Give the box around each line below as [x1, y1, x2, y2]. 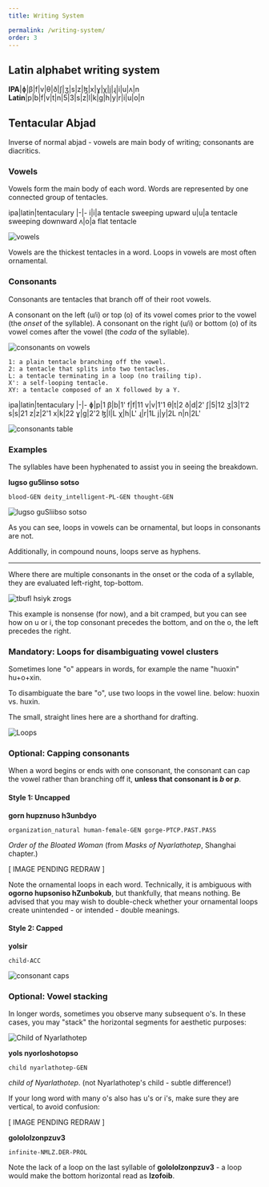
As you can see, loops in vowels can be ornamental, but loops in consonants [8, 522, 261, 532]
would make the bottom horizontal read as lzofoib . [8, 1171, 175, 1181]
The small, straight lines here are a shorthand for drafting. [8, 712, 199, 722]
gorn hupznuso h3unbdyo [8, 810, 98, 820]
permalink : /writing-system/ [8, 26, 106, 34]
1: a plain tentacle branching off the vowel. [8, 358, 167, 366]
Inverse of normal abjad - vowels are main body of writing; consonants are [8, 138, 255, 146]
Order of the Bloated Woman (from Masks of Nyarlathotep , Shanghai [8, 840, 236, 849]
